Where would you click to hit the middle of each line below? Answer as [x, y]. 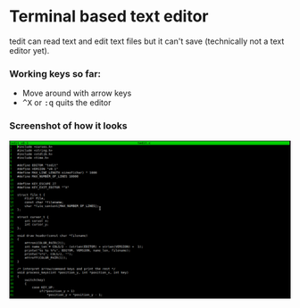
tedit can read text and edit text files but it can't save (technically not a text [147, 41]
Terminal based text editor [109, 17]
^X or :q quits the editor [67, 103]
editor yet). [29, 50]
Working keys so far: [55, 73]
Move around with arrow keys [77, 93]
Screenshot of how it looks [68, 126]
